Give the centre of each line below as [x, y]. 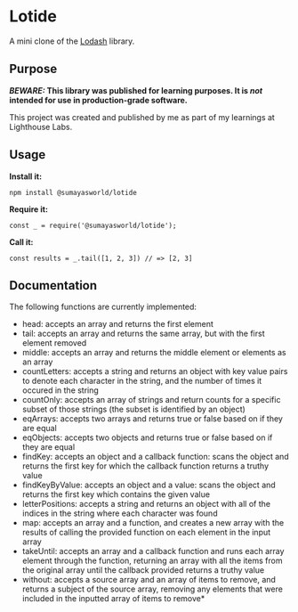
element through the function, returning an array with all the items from [152, 561]
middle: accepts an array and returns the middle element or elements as [154, 353]
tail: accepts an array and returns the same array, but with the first [143, 334]
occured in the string [60, 390]
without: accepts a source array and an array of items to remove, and [149, 580]
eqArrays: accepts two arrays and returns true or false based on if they [152, 419]
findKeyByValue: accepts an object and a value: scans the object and [149, 485]
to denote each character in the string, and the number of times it [142, 381]
